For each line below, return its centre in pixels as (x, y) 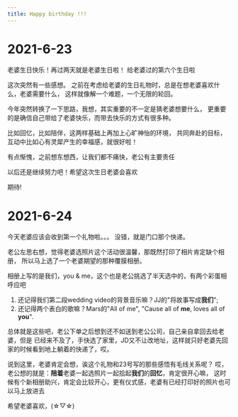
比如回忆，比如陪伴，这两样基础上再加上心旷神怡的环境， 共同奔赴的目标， (117, 133)
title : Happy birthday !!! (47, 14)
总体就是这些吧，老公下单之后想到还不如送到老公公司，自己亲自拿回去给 (113, 331)
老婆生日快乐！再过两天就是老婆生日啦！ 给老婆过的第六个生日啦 (101, 70)
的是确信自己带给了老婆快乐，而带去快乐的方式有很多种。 (91, 117)
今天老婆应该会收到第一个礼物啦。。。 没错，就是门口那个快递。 (98, 237)
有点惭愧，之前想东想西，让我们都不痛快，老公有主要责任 (91, 156)
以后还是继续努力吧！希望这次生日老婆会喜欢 (73, 172)
